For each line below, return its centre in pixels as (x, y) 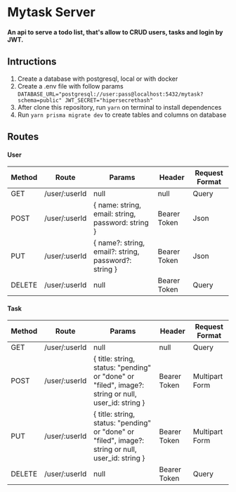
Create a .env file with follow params (71, 86)
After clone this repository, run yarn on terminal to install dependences (119, 107)
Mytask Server (52, 12)
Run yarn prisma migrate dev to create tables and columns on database (122, 115)
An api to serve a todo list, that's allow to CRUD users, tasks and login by (115, 32)
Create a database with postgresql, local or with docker (98, 79)
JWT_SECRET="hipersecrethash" (109, 100)
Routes (23, 137)
